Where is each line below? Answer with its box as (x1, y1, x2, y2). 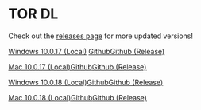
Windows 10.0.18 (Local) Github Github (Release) (8, 77, 164, 87)
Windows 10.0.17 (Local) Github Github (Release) (8, 46, 165, 56)
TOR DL (8, 5, 59, 23)
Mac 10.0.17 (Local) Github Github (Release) (8, 61, 147, 72)
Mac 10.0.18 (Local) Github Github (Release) (8, 92, 147, 102)
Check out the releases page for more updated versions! (8, 31, 193, 41)
